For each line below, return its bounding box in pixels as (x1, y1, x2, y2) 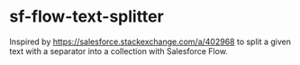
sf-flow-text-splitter (9, 6, 164, 27)
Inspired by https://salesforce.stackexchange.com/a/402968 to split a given (9, 36, 291, 47)
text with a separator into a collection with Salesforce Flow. (9, 45, 228, 56)
